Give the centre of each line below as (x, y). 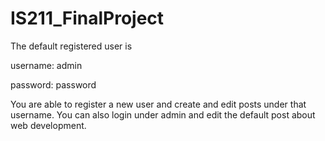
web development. (48, 125)
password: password (53, 84)
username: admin (46, 65)
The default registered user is (71, 46)
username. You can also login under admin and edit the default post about (163, 114)
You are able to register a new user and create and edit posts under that (158, 104)
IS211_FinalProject (87, 18)
